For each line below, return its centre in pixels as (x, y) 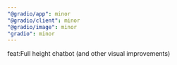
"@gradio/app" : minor (39, 14)
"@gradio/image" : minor (42, 27)
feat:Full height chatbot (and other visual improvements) (89, 54)
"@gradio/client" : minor (44, 20)
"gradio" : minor (31, 34)
